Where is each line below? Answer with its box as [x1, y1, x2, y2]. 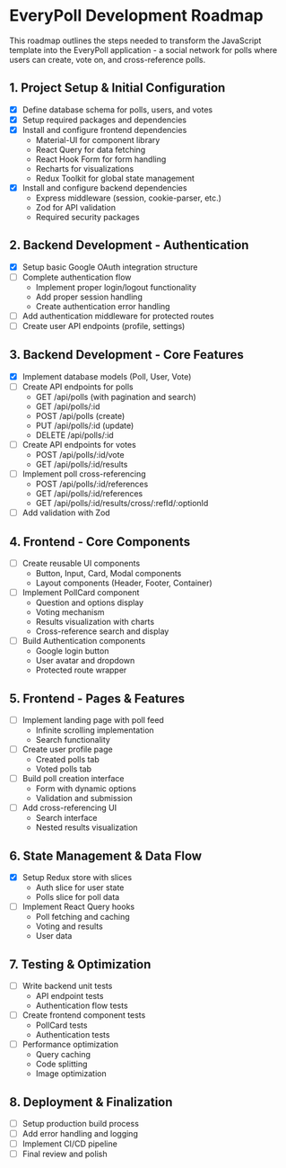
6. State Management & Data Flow [9, 848, 203, 863]
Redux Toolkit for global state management [35, 173, 195, 183]
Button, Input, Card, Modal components [35, 568, 182, 579]
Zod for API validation [35, 202, 117, 212]
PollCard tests [35, 1020, 88, 1030]
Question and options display [35, 597, 144, 608]
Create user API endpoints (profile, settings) [22, 321, 186, 331]
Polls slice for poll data [35, 892, 120, 903]
